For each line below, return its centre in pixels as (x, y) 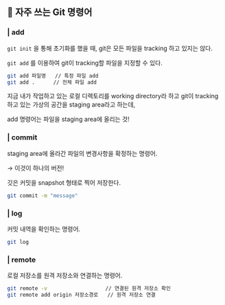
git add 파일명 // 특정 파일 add (53, 76)
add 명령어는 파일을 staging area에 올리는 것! (69, 120)
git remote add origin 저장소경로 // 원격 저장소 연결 (82, 295)
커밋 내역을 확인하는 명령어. (44, 229)
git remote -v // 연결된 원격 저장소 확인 (89, 289)
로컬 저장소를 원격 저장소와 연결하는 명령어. (65, 275)
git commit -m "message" (43, 195)
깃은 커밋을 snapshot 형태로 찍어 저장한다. (64, 182)
